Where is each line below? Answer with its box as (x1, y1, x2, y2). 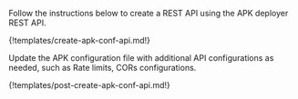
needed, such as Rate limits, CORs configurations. (8, 63, 197, 73)
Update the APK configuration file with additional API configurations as (8, 53, 274, 63)
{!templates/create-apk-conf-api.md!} (8, 35, 151, 45)
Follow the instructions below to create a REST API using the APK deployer (8, 8, 289, 18)
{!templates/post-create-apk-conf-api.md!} (8, 80, 170, 90)
